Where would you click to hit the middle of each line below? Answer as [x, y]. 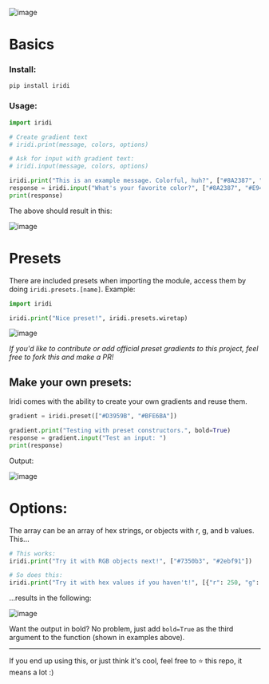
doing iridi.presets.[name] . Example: [72, 289]
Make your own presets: [71, 382]
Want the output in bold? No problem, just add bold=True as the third [121, 629]
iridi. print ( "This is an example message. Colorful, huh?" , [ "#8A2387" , [133, 181]
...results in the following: [50, 598]
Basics [32, 45]
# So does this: [36, 575]
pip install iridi [40, 86]
